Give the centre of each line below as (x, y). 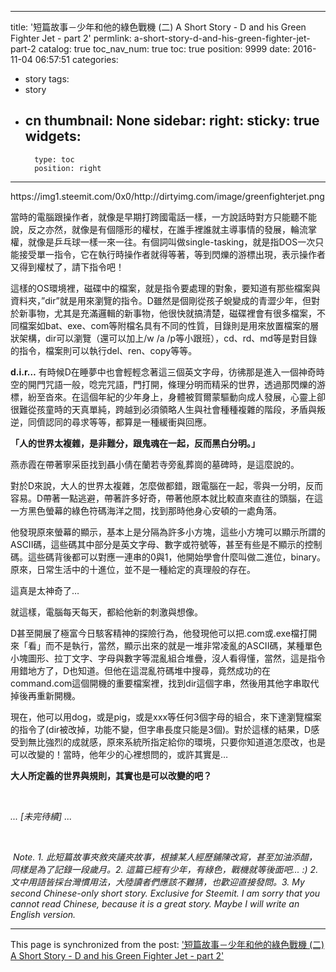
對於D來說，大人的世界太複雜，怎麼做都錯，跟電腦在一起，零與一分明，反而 (167, 485)
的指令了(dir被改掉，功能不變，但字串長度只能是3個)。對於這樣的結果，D (161, 729)
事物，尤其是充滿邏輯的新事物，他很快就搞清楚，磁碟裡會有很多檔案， (172, 313)
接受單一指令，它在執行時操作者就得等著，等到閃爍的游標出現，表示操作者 (172, 254)
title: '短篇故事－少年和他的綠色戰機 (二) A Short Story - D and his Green (158, 27)
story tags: (47, 79)
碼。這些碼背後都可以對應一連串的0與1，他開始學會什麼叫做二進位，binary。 (168, 557)
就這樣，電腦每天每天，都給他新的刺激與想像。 (106, 612)
